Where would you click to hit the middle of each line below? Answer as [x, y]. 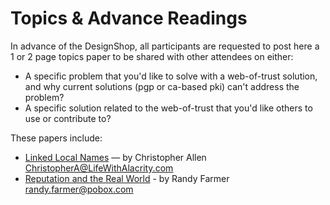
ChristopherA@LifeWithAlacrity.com [99, 168]
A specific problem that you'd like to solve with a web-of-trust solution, [171, 76]
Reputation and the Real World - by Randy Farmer [127, 178]
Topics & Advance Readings [129, 18]
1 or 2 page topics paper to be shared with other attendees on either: [152, 56]
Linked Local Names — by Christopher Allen [115, 157]
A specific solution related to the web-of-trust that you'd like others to [168, 108]
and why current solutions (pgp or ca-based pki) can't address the [162, 86]
